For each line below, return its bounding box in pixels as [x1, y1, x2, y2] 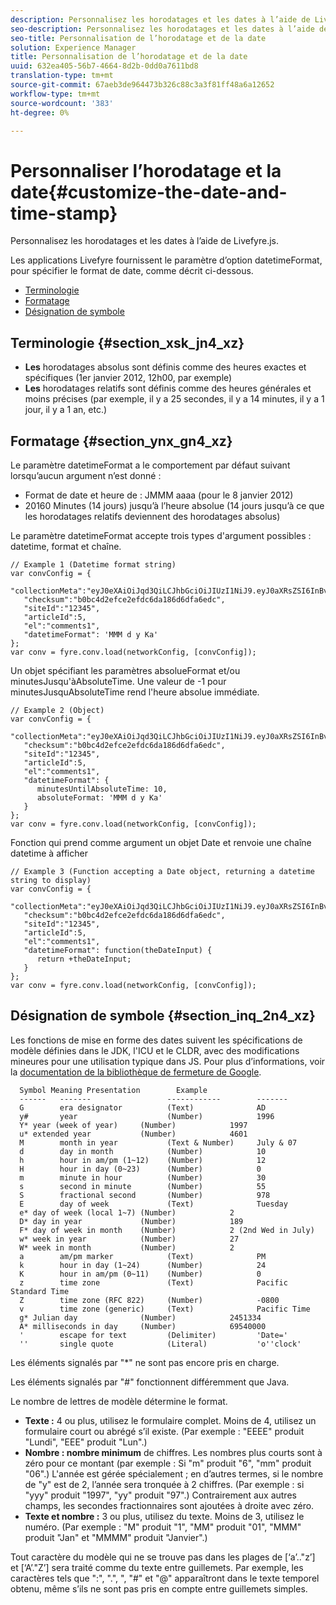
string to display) [10, 875, 92, 885]
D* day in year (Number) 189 [19, 1216, 244, 1226]
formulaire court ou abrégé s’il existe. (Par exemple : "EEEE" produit [24, 1425, 305, 1437]
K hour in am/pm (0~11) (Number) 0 [19, 1269, 262, 1279]
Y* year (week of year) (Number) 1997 [19, 1120, 248, 1130]
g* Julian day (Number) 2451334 [19, 1312, 262, 1323]
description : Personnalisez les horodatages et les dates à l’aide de [10, 14, 311, 25]
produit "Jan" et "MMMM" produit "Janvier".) [24, 1531, 208, 1543]
